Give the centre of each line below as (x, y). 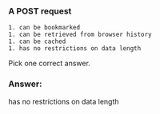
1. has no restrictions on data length (75, 49)
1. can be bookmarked (44, 28)
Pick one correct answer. (49, 63)
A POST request (40, 11)
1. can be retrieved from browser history (80, 35)
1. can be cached (37, 41)
